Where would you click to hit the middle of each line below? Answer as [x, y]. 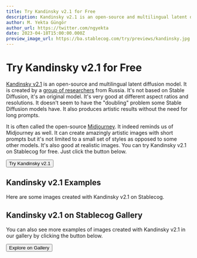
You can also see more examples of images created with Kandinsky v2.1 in [96, 229]
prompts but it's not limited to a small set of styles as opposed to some [91, 139]
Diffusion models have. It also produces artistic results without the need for [97, 108]
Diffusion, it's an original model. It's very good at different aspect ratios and [97, 96]
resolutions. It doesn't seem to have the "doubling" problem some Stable [94, 103]
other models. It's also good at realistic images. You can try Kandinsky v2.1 [96, 145]
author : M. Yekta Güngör [36, 22]
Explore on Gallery [29, 248]
